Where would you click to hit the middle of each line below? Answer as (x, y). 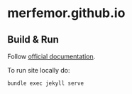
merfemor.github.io (66, 13)
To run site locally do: (39, 70)
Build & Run (33, 40)
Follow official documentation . (51, 56)
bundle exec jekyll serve (45, 83)
